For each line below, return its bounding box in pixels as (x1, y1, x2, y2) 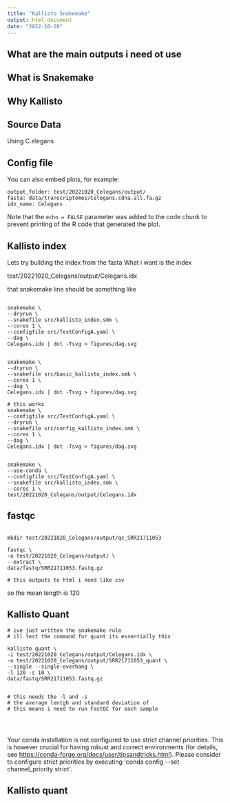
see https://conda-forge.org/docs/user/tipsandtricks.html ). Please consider (7, 750, 222, 758)
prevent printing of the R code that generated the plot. (7, 220, 160, 228)
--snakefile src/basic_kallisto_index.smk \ (7, 370, 137, 378)
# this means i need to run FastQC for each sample (7, 705, 158, 712)
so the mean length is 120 (7, 589, 81, 597)
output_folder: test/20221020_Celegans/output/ (7, 189, 147, 196)
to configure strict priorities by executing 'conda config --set (7, 758, 180, 766)
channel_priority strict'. (7, 764, 72, 773)
